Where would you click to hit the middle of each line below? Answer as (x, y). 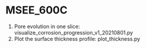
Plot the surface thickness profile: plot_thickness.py (77, 39)
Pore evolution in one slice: (47, 26)
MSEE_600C (37, 10)
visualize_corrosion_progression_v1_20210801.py (74, 32)
